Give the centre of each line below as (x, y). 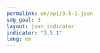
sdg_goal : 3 (23, 20)
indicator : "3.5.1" (34, 33)
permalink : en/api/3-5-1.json (50, 13)
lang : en (19, 39)
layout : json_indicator (41, 26)
